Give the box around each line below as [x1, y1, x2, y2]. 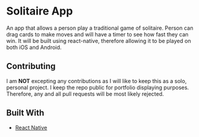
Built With [6, 108, 44, 118]
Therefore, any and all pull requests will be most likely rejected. [6, 90, 164, 98]
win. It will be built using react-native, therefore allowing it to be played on [6, 37, 191, 44]
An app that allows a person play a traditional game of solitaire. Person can [6, 24, 194, 32]
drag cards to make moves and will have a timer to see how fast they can [6, 30, 189, 38]
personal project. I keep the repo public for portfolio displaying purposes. [6, 84, 189, 91]
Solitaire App [6, 4, 73, 18]
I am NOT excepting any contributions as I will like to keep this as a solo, [6, 77, 187, 84]
